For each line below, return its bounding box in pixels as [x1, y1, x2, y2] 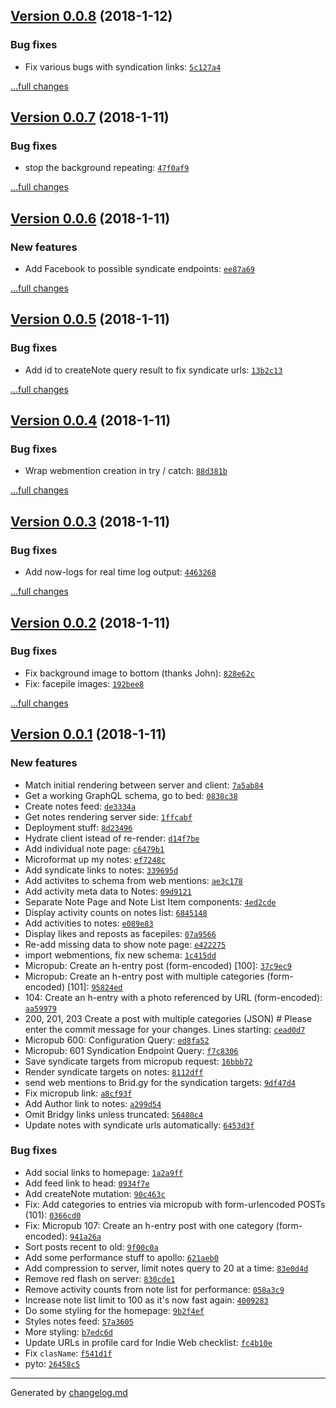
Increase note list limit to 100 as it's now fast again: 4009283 [24, 1294, 269, 1306]
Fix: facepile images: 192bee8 [24, 677, 145, 689]
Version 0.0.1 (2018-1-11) [10, 726, 167, 743]
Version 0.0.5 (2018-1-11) [10, 311, 171, 328]
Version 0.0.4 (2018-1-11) [10, 412, 172, 429]
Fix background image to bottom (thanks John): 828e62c [24, 667, 255, 679]
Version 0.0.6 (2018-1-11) [10, 210, 171, 227]
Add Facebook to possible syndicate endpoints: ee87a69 [24, 263, 256, 275]
